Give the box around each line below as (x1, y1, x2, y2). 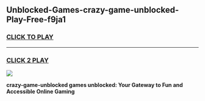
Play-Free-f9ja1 (6, 15, 66, 25)
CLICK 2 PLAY (6, 56, 49, 64)
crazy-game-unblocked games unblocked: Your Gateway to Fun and (6, 81, 183, 88)
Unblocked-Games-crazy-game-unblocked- (6, 5, 179, 15)
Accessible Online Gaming (6, 88, 75, 95)
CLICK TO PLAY (6, 33, 54, 42)
